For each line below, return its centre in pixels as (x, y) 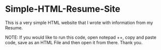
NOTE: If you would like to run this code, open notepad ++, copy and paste (81, 37)
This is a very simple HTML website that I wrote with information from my (79, 23)
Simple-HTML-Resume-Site (63, 9)
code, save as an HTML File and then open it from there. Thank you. (74, 42)
